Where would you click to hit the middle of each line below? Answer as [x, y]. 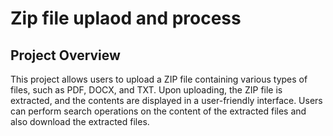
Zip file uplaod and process [126, 18]
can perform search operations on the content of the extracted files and [158, 111]
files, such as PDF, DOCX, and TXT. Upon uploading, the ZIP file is [146, 90]
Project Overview [65, 55]
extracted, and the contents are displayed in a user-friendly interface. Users [166, 100]
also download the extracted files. [80, 121]
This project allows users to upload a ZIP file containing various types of [159, 79]
